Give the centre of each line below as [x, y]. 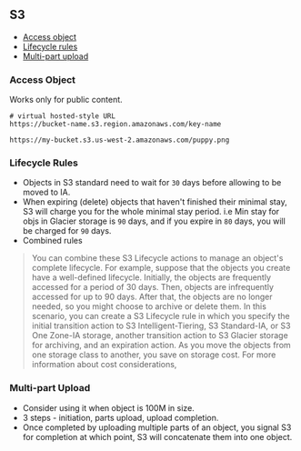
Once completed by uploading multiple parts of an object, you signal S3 [157, 427]
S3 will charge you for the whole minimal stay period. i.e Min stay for [151, 212]
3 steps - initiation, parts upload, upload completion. [120, 417]
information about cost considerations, [104, 365]
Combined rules [53, 241]
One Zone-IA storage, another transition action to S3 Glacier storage [160, 336]
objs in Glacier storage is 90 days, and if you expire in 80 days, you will [154, 221]
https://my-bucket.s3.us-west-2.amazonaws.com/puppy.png [120, 140]
